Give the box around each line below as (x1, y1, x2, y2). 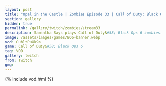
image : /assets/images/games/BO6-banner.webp (5, 35, 100, 40)
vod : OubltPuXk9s (5, 40, 41, 44)
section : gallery (5, 16, 41, 21)
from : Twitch (5, 58, 32, 63)
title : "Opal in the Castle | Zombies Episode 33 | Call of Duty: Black (5, 12, 158, 17)
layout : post (5, 7, 32, 12)
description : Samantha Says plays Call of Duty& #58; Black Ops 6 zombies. (5, 30, 163, 35)
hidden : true (5, 21, 32, 26)
